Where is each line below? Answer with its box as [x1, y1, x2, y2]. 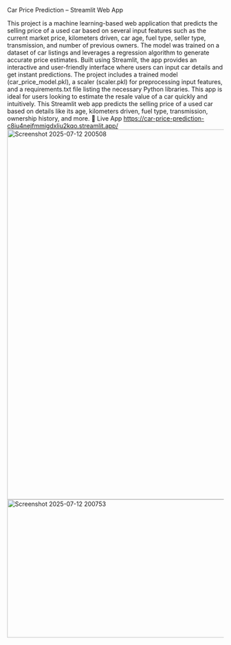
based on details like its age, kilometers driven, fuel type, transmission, [7, 107, 208, 115]
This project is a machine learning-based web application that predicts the [7, 19, 218, 27]
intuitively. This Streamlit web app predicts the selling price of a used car [7, 100, 213, 107]
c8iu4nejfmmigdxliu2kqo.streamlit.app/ [7, 122, 118, 130]
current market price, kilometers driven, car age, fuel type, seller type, [7, 34, 206, 42]
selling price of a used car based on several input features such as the [7, 27, 207, 34]
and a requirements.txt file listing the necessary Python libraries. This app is [7, 85, 223, 93]
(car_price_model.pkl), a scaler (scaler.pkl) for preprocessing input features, [7, 78, 223, 85]
